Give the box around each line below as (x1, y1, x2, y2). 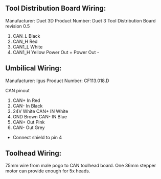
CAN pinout (5, 87, 30, 93)
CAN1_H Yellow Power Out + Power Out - (12, 49, 100, 55)
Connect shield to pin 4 (12, 134, 62, 140)
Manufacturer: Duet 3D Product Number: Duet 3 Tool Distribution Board (5, 17, 156, 23)
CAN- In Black (12, 103, 43, 109)
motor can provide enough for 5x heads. (5, 168, 90, 174)
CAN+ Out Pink (12, 119, 45, 125)
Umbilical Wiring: (5, 64, 62, 73)
